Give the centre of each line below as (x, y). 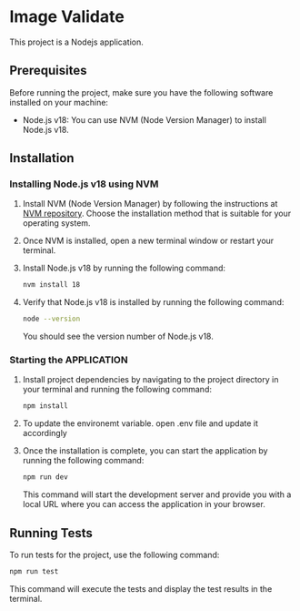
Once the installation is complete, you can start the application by (145, 451)
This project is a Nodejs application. (76, 42)
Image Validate (67, 17)
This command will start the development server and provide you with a (157, 494)
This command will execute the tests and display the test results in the (141, 588)
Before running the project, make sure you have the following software (141, 92)
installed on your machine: (59, 102)
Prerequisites (48, 71)
